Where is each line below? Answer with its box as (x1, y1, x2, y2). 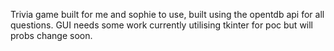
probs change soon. (10, 30, 93, 41)
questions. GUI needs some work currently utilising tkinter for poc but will (10, 19, 314, 31)
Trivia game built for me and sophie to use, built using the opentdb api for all (10, 9, 325, 20)
